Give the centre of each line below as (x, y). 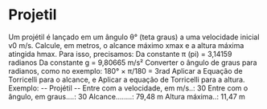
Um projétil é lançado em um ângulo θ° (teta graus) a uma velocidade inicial (134, 37)
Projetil (33, 15)
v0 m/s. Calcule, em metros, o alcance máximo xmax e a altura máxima (126, 45)
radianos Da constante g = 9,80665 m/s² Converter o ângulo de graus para (133, 63)
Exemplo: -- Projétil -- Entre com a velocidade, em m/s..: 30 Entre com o (128, 88)
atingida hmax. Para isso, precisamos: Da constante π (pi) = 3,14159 (120, 54)
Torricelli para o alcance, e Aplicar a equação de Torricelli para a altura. (127, 79)
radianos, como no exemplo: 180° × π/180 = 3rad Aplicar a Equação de (125, 71)
